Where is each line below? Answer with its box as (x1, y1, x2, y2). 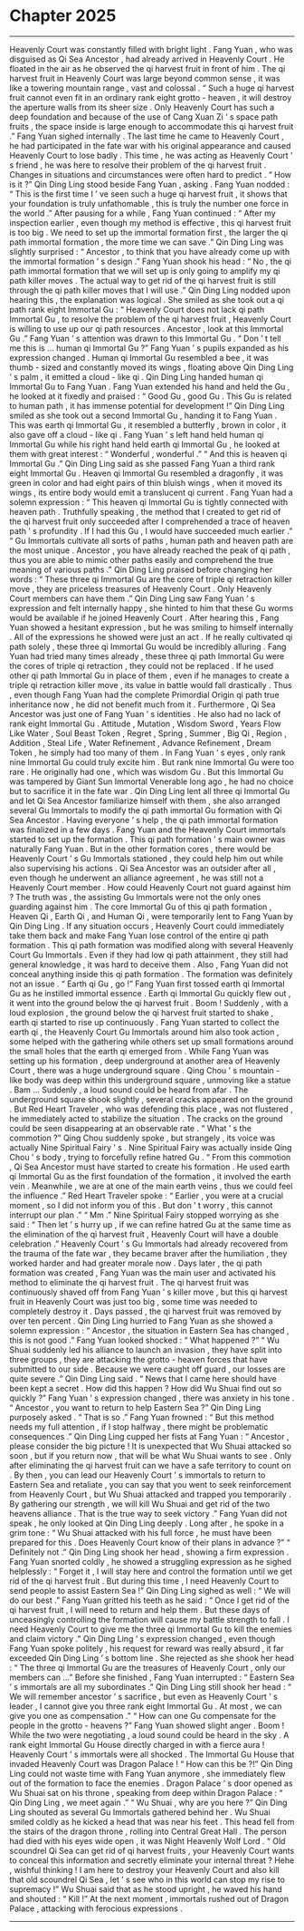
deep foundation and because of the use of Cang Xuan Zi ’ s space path (9, 111, 279, 122)
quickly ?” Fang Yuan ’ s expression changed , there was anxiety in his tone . (9, 1392, 295, 1403)
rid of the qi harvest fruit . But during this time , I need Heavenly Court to (9, 1575, 280, 1587)
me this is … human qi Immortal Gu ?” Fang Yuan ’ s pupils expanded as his (9, 342, 290, 354)
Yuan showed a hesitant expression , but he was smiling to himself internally (9, 622, 294, 633)
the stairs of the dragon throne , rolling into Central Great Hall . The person (9, 1826, 287, 1837)
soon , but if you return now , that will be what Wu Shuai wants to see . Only (9, 1450, 292, 1460)
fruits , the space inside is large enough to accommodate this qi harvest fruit (9, 121, 294, 131)
